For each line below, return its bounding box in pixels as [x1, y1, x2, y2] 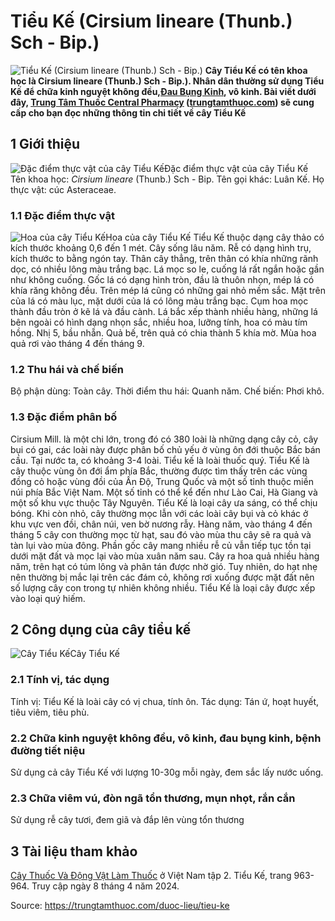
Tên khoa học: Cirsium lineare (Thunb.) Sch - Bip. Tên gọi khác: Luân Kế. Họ [10, 173, 325, 185]
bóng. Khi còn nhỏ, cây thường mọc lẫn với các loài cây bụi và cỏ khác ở [10, 507, 309, 519]
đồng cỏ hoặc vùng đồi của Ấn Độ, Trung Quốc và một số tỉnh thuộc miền [10, 475, 314, 487]
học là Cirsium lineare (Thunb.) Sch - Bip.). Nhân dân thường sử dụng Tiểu [10, 75, 325, 87]
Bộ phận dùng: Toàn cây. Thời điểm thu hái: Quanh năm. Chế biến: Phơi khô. [10, 385, 325, 397]
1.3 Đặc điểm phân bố [10, 410, 118, 424]
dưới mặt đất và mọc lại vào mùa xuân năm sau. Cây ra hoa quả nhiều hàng [10, 550, 320, 562]
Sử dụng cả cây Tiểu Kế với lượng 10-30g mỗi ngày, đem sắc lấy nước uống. [10, 766, 324, 779]
